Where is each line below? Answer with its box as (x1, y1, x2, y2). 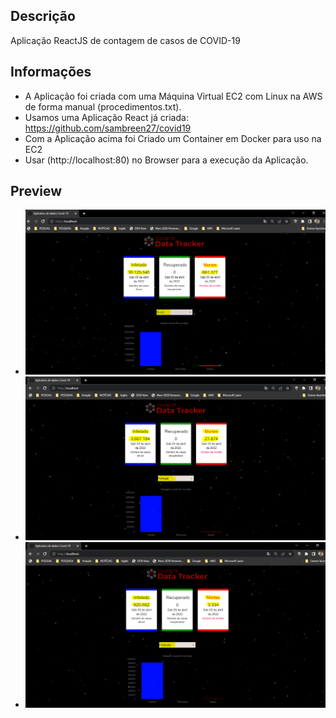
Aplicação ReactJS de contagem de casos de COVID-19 (10, 34, 241, 46)
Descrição (10, 8, 76, 25)
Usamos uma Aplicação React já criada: (24, 111, 189, 123)
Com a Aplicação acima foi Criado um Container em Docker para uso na (24, 132, 322, 144)
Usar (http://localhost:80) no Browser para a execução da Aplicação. (24, 154, 309, 166)
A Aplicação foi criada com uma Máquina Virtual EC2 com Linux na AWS (24, 90, 323, 102)
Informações (10, 64, 92, 81)
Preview (10, 183, 63, 200)
